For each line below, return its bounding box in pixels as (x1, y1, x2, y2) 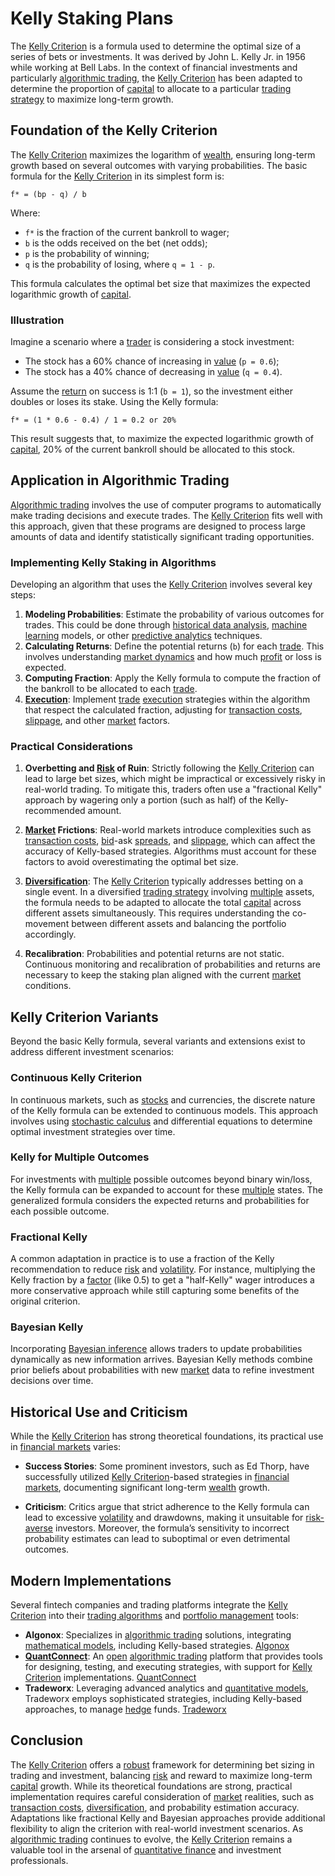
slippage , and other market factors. (24, 715, 171, 727)
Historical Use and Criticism (10, 1403, 188, 1421)
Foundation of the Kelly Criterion (10, 122, 218, 139)
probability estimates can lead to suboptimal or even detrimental (24, 1533, 291, 1545)
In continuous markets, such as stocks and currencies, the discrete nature (10, 1093, 316, 1106)
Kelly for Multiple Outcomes (10, 1150, 150, 1164)
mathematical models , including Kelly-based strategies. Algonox (24, 1640, 290, 1652)
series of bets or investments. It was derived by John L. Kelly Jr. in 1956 (10, 50, 306, 62)
